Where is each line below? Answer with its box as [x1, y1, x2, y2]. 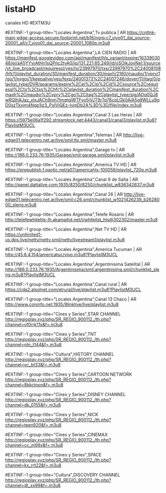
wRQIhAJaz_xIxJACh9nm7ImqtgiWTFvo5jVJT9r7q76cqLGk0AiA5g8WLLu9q [5, 97, 160, 102]
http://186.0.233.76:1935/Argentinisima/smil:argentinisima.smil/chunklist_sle [5, 266, 160, 272]
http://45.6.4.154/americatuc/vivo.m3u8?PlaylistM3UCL [5, 251, 118, 257]
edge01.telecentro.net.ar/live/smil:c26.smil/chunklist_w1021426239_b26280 [5, 197, 160, 202]
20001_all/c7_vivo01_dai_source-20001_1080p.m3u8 [5, 40, 110, 46]
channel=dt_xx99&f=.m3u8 [5, 482, 61, 488]
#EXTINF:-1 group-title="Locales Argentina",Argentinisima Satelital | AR [5, 261, 151, 267]
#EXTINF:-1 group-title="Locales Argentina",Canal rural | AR [5, 281, 127, 287]
